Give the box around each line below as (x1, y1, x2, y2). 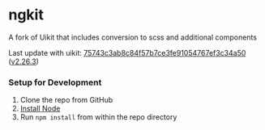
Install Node (19, 103, 61, 114)
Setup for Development (8, 77, 102, 88)
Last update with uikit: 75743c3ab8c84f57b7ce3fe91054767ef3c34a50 (8, 48, 246, 57)
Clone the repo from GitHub (19, 95, 113, 105)
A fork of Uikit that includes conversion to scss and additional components (8, 32, 258, 42)
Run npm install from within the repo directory (19, 112, 177, 122)
